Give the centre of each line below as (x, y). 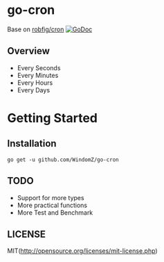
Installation (32, 144)
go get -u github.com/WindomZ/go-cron (63, 159)
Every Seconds (39, 67)
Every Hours (35, 83)
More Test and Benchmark (55, 212)
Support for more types (51, 197)
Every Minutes (38, 75)
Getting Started (53, 118)
